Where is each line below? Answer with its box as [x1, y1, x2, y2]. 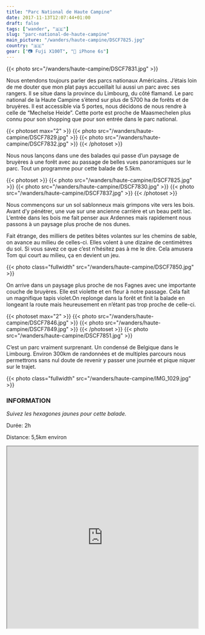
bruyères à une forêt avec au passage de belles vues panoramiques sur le [6, 158, 192, 166]
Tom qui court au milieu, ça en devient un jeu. [6, 251, 120, 258]
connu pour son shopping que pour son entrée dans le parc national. [6, 115, 178, 123]
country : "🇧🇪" [6, 43, 44, 49]
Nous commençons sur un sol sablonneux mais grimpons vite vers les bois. [6, 201, 195, 208]
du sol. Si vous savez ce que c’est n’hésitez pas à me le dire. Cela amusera [6, 245, 193, 252]
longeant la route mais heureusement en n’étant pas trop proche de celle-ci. [6, 301, 196, 308]
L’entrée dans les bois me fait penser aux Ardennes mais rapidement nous [6, 213, 192, 221]
